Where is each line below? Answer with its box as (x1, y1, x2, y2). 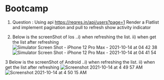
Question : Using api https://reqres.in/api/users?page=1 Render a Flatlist (12, 19, 159, 25)
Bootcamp (5, 3, 48, 14)
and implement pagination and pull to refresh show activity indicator (12, 24, 151, 30)
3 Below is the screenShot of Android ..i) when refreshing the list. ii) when (5, 59, 155, 65)
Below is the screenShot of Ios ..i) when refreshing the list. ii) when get (12, 34, 157, 40)
